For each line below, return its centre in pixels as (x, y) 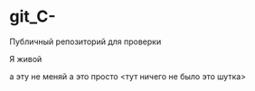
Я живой (26, 59)
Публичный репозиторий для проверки (85, 41)
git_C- (33, 17)
